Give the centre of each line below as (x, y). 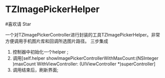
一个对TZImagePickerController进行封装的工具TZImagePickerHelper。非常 (83, 34)
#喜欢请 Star (18, 24)
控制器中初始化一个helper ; (40, 52)
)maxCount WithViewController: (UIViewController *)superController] (84, 64)
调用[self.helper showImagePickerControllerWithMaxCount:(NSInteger (86, 58)
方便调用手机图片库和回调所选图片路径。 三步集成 (57, 41)
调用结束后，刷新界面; (36, 70)
